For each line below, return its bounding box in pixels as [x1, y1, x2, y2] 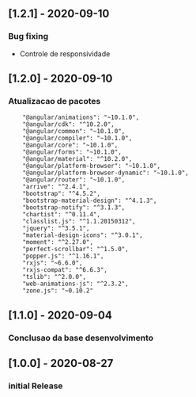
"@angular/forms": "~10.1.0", [22, 148, 122, 156]
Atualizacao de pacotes [8, 96, 101, 106]
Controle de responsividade [19, 48, 111, 59]
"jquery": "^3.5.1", [22, 224, 90, 233]
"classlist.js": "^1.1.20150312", [22, 218, 136, 226]
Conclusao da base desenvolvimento [8, 332, 154, 343]
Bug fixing [8, 31, 49, 42]
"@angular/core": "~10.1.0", [22, 141, 119, 150]
